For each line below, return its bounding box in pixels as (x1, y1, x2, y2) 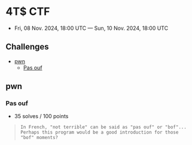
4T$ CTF (5, 5, 50, 18)
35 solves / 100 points (14, 113, 69, 120)
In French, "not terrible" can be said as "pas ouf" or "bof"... (20, 124, 187, 130)
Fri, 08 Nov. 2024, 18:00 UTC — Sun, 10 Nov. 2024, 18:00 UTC (14, 24, 169, 32)
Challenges (5, 42, 49, 52)
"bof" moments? (20, 135, 59, 141)
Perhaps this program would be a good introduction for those (20, 129, 179, 135)
